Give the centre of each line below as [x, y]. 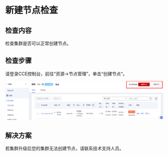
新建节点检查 [32, 10]
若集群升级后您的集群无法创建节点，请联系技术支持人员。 [64, 148]
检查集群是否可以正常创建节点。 [38, 43]
